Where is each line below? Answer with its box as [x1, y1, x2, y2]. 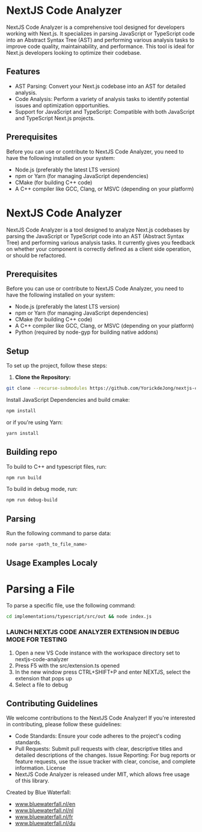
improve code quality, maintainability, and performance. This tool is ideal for [6, 43, 194, 50]
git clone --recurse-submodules [6, 386, 87, 392]
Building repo [6, 447, 58, 457]
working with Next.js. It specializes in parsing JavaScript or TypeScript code [6, 29, 195, 37]
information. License [14, 765, 66, 772]
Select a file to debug [14, 681, 68, 688]
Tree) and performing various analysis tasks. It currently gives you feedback [6, 239, 195, 246]
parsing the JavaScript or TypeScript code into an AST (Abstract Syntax [6, 232, 185, 239]
